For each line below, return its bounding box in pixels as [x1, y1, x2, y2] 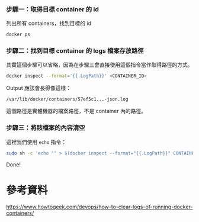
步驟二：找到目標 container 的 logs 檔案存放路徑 [6, 47, 144, 55]
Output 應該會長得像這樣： [6, 85, 71, 92]
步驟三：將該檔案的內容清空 [6, 124, 85, 132]
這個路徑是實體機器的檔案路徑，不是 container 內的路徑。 [6, 108, 147, 115]
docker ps [6, 31, 31, 38]
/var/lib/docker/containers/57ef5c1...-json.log [6, 96, 129, 102]
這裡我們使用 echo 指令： [6, 138, 67, 146]
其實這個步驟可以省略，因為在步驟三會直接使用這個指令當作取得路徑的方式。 [6, 61, 193, 69]
